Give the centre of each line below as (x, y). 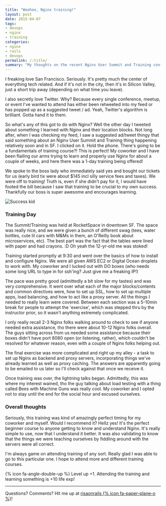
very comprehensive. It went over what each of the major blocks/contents (80, 286)
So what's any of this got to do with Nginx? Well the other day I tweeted (78, 125)
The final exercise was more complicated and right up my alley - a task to (80, 353)
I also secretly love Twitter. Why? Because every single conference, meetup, (83, 99)
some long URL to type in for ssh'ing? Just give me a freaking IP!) (72, 272)
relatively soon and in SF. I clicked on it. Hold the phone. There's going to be (83, 146)
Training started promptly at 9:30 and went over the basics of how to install (82, 256)
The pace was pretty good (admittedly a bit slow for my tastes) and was (78, 281)
